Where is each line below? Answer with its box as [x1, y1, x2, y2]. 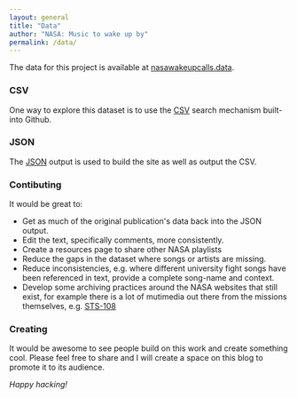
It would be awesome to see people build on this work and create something [9, 343, 288, 354]
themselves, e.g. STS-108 [21, 301, 117, 312]
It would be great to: [9, 199, 83, 210]
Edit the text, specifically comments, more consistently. [21, 235, 224, 245]
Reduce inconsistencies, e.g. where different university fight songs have [21, 263, 286, 274]
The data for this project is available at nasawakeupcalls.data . [9, 62, 235, 73]
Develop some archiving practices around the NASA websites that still [21, 282, 277, 293]
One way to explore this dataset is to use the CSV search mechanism [9, 104, 262, 115]
